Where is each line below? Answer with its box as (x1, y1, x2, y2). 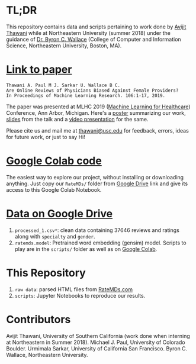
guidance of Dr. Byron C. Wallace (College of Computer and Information (6, 36, 182, 43)
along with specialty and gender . (14, 233, 95, 240)
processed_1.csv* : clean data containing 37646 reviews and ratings (14, 226, 179, 234)
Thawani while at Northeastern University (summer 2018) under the (6, 29, 171, 36)
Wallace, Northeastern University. (6, 351, 88, 358)
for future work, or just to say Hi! (6, 133, 86, 140)
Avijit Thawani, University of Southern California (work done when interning (6, 332, 191, 339)
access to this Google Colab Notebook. (6, 186, 102, 193)
